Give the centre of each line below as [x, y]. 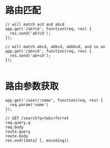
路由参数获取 [32, 87]
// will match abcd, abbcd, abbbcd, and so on [55, 46]
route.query [18, 131]
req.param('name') [29, 105]
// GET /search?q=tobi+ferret [37, 118]
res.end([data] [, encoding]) [37, 140]
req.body [14, 127]
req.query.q [18, 122]
